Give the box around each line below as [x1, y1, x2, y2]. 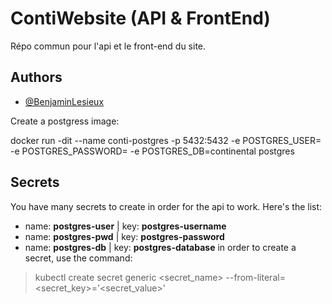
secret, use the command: [24, 252, 133, 264]
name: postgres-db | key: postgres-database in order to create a [24, 241, 297, 253]
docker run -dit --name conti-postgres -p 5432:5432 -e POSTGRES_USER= [10, 134, 322, 146]
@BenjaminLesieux [24, 95, 105, 107]
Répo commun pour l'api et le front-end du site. [10, 40, 207, 52]
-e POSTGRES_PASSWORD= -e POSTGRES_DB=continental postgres [10, 145, 295, 157]
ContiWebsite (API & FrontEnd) [10, 7, 271, 30]
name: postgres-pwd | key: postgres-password [24, 230, 225, 242]
